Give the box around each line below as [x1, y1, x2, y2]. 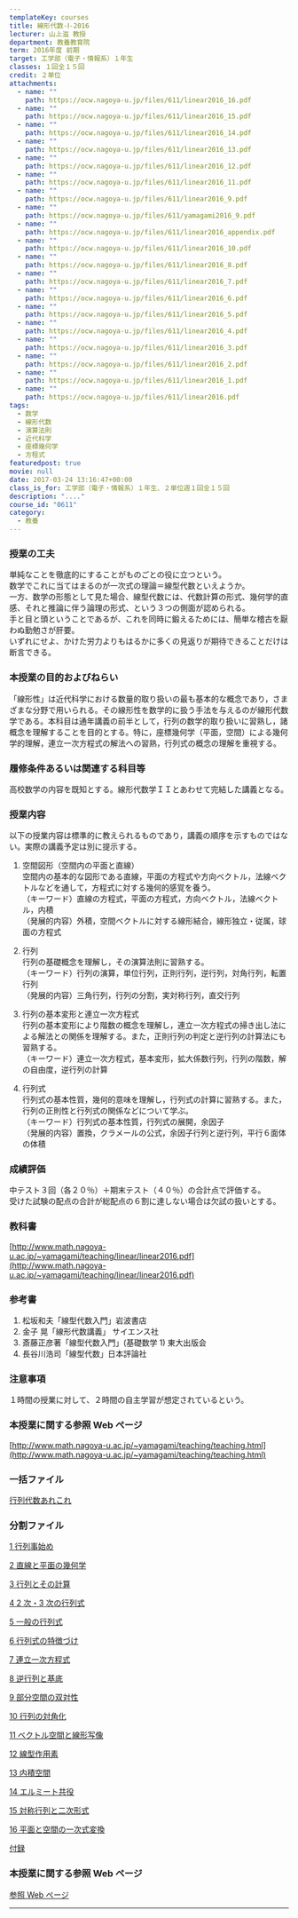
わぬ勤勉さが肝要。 [9, 625, 80, 636]
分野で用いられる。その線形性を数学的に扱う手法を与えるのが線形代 [32, 704, 281, 715]
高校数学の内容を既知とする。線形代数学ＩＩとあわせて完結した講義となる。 [9, 783, 289, 795]
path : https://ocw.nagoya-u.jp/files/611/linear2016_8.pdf [25, 261, 248, 270]
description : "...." [9, 492, 86, 501]
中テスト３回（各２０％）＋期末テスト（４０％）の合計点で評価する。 [9, 1185, 266, 1195]
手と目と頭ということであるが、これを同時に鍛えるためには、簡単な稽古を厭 [9, 614, 288, 624]
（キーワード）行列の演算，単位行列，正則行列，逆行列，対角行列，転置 [21, 968, 286, 979]
